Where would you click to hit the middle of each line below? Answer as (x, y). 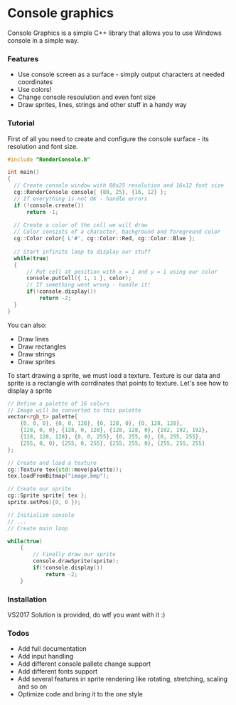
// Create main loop (38, 528)
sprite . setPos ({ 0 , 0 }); (44, 503)
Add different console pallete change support (84, 664)
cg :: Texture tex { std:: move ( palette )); (65, 469)
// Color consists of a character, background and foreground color (117, 232)
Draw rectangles (42, 346)
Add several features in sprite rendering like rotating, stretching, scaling (123, 679)
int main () (23, 173)
